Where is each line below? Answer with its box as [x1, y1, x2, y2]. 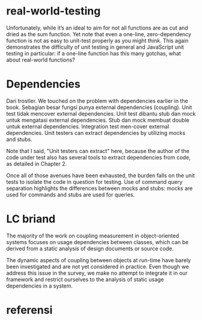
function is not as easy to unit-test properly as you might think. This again [6, 37, 189, 44]
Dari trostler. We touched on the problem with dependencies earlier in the [6, 97, 188, 104]
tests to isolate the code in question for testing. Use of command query [6, 178, 183, 185]
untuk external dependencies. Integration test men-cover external [6, 122, 170, 130]
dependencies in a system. [6, 282, 73, 289]
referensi [6, 303, 53, 317]
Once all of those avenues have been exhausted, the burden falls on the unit [6, 172, 195, 179]
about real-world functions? [6, 56, 75, 63]
